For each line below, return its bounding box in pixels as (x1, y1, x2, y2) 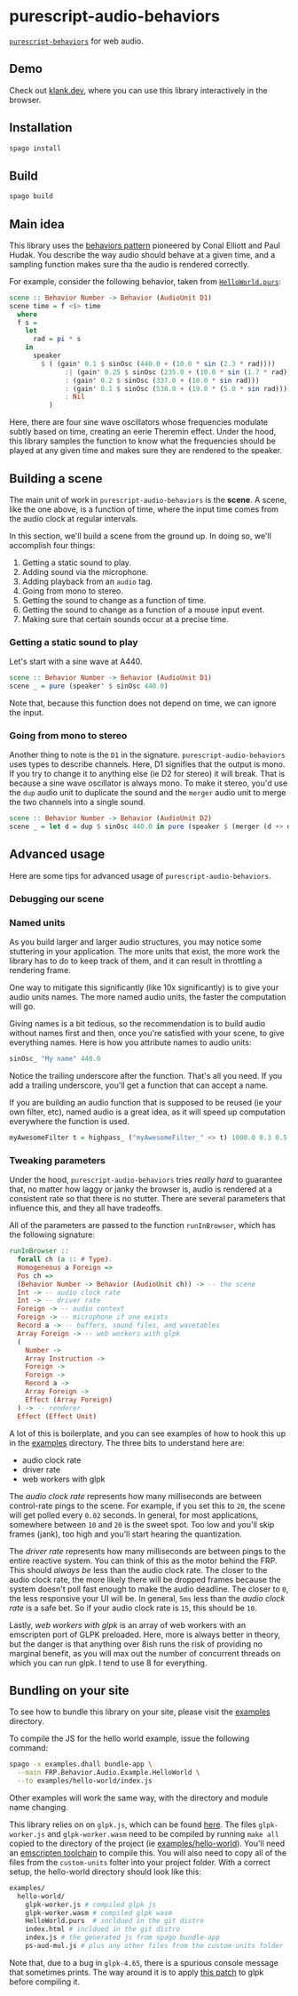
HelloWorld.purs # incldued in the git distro (25, 1917, 204, 1926)
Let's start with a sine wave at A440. (9, 656, 144, 667)
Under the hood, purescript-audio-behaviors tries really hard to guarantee (9, 1175, 283, 1186)
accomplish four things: (9, 540, 96, 550)
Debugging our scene (9, 892, 105, 905)
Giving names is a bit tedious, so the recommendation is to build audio (9, 1018, 266, 1029)
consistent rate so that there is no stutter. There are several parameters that (9, 1194, 286, 1204)
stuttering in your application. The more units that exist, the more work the (9, 946, 280, 957)
